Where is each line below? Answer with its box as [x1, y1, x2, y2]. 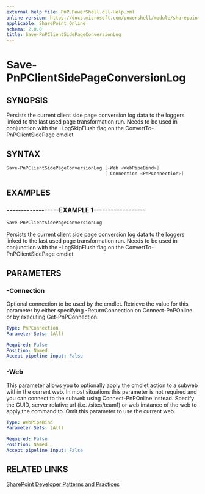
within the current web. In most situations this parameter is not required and [6, 388, 197, 395]
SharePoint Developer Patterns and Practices [6, 481, 120, 488]
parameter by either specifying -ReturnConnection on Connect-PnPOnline [6, 306, 193, 314]
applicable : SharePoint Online [6, 20, 86, 26]
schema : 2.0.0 [6, 26, 43, 32]
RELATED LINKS [6, 464, 68, 474]
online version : [6, 15, 48, 21]
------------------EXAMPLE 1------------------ [6, 206, 146, 214]
